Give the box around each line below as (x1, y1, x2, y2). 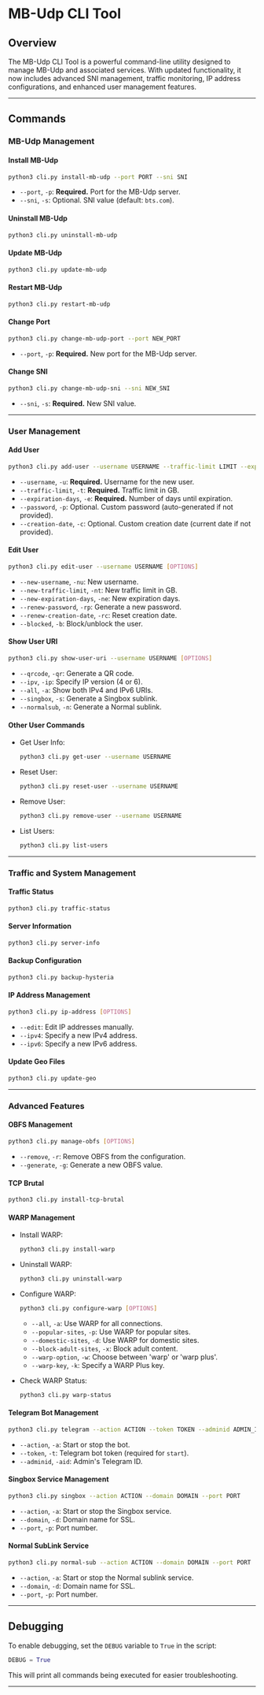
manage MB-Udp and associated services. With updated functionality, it (8, 65, 241, 75)
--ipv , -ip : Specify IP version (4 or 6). (19, 677, 143, 686)
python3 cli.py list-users (19, 841, 108, 849)
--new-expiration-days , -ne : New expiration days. (19, 593, 181, 603)
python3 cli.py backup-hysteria (8, 973, 114, 981)
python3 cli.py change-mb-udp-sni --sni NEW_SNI (8, 384, 170, 392)
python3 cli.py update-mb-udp (8, 266, 108, 273)
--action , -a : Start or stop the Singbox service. (19, 1506, 172, 1515)
